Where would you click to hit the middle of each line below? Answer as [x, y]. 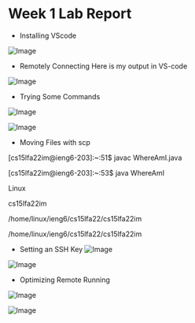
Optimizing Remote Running [64, 280]
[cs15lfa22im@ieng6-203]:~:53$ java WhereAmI [86, 173]
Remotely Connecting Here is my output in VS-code [103, 66]
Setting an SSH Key [51, 249]
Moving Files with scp [55, 142]
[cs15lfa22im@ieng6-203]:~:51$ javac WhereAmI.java [95, 158]
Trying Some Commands [60, 96]
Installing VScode [48, 35]
